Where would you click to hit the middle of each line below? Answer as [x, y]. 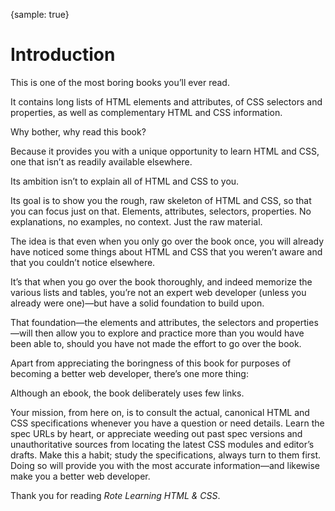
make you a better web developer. [80, 476]
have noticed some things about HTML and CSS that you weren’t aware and [166, 251]
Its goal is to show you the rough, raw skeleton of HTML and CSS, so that [161, 200]
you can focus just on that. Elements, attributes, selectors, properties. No [161, 211]
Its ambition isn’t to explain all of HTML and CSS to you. [125, 181]
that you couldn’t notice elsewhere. [83, 262]
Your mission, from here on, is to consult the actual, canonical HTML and [160, 412]
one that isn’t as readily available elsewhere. [101, 161]
